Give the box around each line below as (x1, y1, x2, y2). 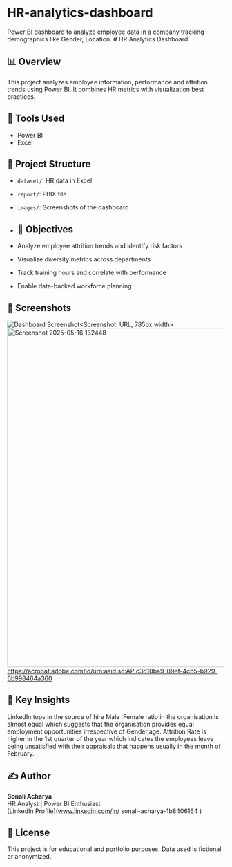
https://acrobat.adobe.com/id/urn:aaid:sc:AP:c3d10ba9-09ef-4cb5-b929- (7, 667, 218, 675)
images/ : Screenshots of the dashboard (17, 203, 129, 212)
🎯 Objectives (17, 223, 74, 235)
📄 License (7, 827, 50, 839)
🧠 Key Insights (7, 694, 70, 706)
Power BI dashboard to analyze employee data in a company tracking (7, 28, 205, 36)
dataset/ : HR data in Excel (17, 176, 93, 185)
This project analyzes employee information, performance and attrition (7, 77, 209, 86)
